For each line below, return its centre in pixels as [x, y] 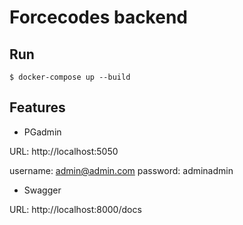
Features [37, 107]
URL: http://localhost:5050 [64, 151]
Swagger [42, 190]
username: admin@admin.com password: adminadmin [121, 170]
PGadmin [42, 132]
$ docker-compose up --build [70, 77]
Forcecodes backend [98, 17]
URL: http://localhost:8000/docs [75, 209]
